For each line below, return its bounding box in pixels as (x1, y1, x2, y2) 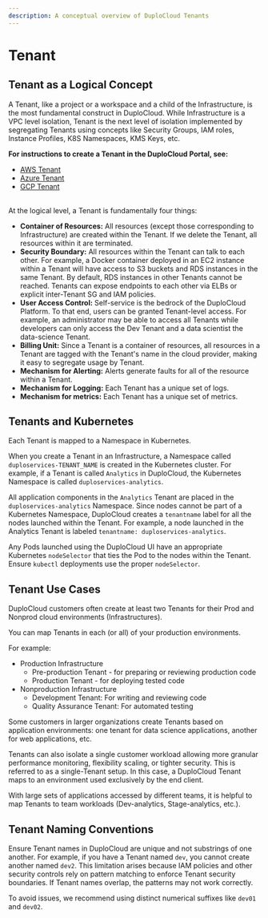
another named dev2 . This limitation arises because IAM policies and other (8, 861, 253, 871)
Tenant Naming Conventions (8, 823, 154, 836)
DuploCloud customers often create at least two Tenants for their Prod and (8, 604, 254, 613)
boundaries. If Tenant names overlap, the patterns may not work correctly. (8, 878, 254, 888)
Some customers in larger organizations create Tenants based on (8, 717, 224, 726)
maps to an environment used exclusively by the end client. (8, 775, 204, 785)
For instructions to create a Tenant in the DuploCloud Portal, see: (8, 149, 229, 159)
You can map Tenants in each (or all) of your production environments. (8, 628, 242, 637)
